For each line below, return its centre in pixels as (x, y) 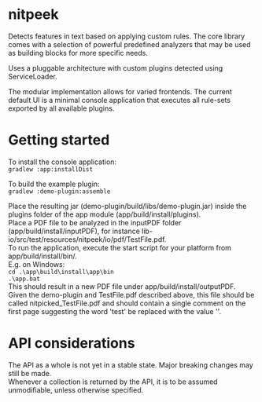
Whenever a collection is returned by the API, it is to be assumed (113, 382)
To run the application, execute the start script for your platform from (120, 247)
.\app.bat (24, 279)
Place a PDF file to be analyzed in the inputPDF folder (95, 222)
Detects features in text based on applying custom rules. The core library (127, 36)
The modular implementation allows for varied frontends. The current (120, 91)
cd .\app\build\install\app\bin (61, 272)
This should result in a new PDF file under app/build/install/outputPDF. (122, 286)
